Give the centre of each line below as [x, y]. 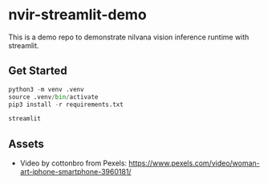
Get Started [38, 71]
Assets [26, 143]
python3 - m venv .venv [46, 89]
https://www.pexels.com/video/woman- [194, 163]
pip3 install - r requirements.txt [66, 104]
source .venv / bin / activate [53, 97]
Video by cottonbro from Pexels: [73, 163]
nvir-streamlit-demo [77, 15]
